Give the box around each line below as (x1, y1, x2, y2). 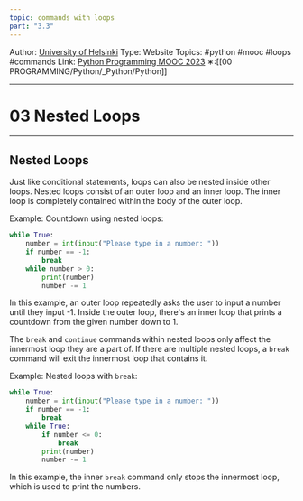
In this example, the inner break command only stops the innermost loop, (9, 471, 280, 483)
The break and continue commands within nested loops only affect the (9, 334, 271, 345)
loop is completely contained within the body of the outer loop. (9, 196, 243, 207)
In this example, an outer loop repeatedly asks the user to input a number (9, 297, 281, 308)
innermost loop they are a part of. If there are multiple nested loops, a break (9, 344, 290, 355)
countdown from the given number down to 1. (9, 317, 179, 328)
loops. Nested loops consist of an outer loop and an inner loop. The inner (9, 186, 281, 197)
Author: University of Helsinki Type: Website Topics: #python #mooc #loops (9, 46, 291, 57)
